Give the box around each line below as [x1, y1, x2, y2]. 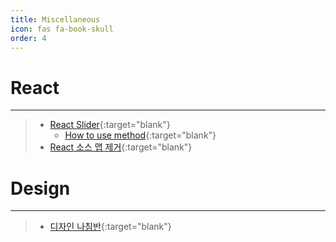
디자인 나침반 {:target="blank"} [49, 221, 172, 233]
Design [10, 177, 71, 200]
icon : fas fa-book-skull [10, 24, 114, 34]
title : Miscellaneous [10, 14, 101, 25]
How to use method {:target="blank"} [64, 129, 217, 141]
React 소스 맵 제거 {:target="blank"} [49, 141, 193, 153]
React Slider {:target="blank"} [49, 119, 171, 131]
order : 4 [10, 33, 47, 43]
